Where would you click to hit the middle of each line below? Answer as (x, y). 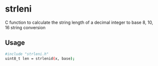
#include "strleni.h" (27, 54)
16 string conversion (25, 27)
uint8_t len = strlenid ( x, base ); (40, 58)
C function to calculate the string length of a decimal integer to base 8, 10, (79, 22)
